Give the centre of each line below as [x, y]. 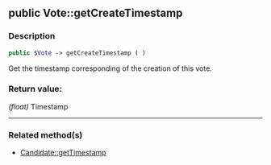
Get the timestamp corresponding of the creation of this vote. [110, 68]
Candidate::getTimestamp [63, 153]
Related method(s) [46, 134]
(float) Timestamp [38, 106]
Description [32, 36]
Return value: [35, 89]
